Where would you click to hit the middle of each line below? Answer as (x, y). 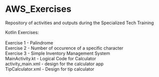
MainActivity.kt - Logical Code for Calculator (51, 58)
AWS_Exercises (38, 9)
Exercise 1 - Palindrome (29, 42)
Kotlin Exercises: (22, 32)
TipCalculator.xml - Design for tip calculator (50, 69)
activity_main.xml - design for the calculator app (54, 64)
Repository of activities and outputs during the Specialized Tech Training (79, 23)
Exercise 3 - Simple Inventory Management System (58, 53)
